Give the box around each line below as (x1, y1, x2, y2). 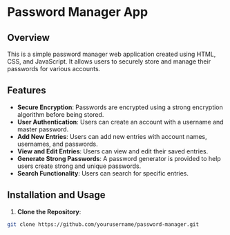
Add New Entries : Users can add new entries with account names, (17, 132, 207, 140)
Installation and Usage (7, 189, 106, 201)
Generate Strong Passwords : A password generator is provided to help (17, 154, 221, 162)
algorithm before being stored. (17, 110, 104, 118)
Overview (7, 32, 50, 44)
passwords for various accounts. (7, 65, 101, 73)
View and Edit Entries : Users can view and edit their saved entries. (17, 147, 209, 156)
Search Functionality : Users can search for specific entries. (17, 169, 189, 177)
